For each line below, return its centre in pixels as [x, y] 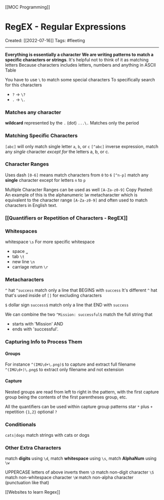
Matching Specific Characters [41, 136]
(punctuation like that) [27, 483]
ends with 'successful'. [35, 329]
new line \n [23, 262]
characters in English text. [31, 205]
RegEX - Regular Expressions [65, 27]
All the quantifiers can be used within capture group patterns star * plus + [79, 406]
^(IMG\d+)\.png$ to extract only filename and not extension [64, 370]
